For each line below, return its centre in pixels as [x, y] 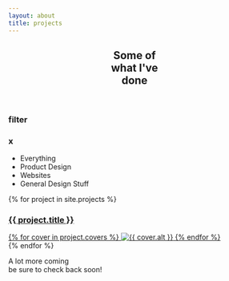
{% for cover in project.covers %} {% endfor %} [114, 237]
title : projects [35, 23]
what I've [135, 67]
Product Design [46, 167]
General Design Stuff [54, 184]
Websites [35, 176]
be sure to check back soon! [55, 270]
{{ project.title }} [41, 220]
